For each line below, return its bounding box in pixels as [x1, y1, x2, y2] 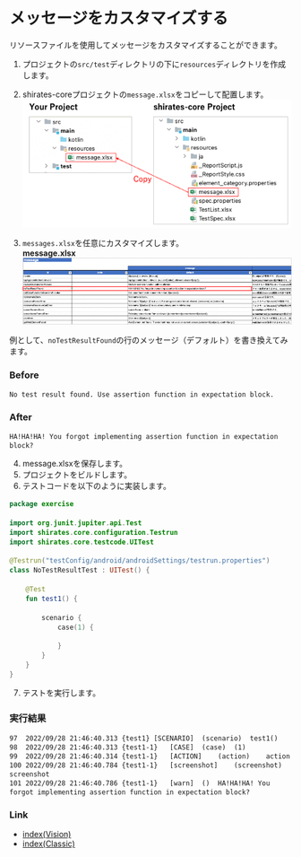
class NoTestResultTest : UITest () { [9, 566, 150, 575]
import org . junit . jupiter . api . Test [9, 518, 142, 528]
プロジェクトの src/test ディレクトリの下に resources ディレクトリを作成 [21, 58, 287, 69]
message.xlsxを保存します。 [21, 459, 128, 469]
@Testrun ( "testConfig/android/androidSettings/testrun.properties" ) [9, 556, 271, 565]
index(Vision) [21, 829, 72, 840]
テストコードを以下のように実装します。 [21, 481, 172, 492]
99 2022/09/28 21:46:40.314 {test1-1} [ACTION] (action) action [9, 752, 291, 761]
